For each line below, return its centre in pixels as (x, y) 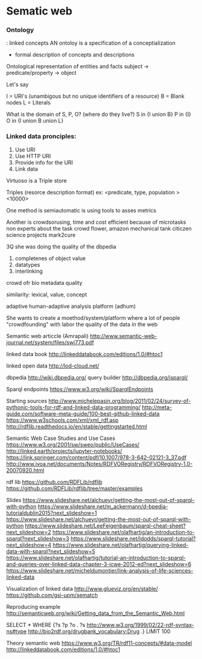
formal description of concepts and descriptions (75, 55)
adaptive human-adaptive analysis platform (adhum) (71, 306)
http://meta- (157, 407)
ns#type (17, 631)
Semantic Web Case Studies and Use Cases (61, 438)
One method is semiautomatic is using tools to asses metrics (81, 210)
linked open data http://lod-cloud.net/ (53, 366)
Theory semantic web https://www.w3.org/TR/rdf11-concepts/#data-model (99, 643)
